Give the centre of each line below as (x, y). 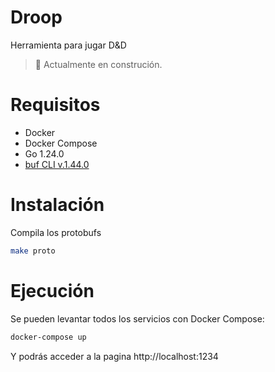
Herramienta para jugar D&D (68, 45)
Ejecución (52, 290)
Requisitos (55, 105)
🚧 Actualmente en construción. (98, 64)
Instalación (57, 205)
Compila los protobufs (56, 232)
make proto (33, 251)
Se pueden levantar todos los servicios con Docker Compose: (137, 318)
